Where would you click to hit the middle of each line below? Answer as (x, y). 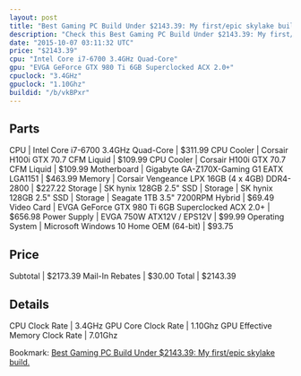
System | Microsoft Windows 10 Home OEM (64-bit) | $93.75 (121, 226)
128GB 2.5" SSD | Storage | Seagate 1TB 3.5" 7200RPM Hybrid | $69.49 (142, 198)
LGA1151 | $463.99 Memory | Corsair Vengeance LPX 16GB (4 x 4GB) (137, 179)
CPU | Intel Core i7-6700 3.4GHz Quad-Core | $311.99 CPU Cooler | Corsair (149, 150)
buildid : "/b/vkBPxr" (50, 92)
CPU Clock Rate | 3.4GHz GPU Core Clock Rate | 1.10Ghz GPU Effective (141, 325)
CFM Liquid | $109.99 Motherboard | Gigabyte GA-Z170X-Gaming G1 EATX (146, 169)
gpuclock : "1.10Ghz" (48, 84)
